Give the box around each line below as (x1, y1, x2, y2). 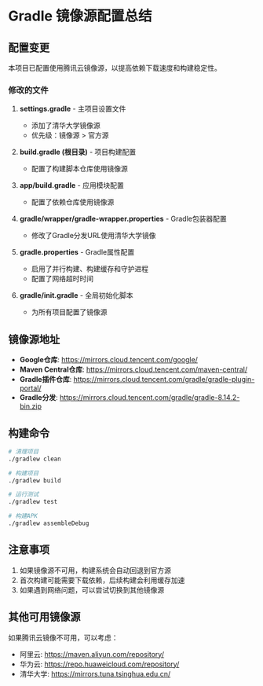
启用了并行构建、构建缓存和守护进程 (31, 264, 149, 273)
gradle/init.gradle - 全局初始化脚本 (19, 291, 133, 300)
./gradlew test (8, 498, 58, 506)
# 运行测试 (8, 490, 39, 499)
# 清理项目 (8, 447, 39, 456)
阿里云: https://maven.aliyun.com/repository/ (19, 649, 165, 658)
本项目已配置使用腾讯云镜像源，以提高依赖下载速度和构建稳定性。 (8, 64, 221, 72)
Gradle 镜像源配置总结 (8, 7, 152, 25)
